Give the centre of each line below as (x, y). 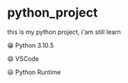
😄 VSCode (23, 58)
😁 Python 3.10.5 (31, 45)
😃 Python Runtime (34, 72)
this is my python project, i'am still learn (64, 32)
